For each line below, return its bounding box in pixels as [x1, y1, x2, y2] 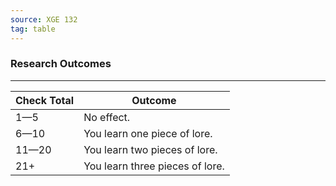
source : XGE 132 [10, 14, 78, 25]
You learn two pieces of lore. [83, 142, 218, 156]
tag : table [10, 24, 56, 34]
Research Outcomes [10, 57, 112, 71]
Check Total [15, 93, 75, 107]
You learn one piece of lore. [83, 126, 213, 140]
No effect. [83, 110, 131, 124]
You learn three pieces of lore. [83, 159, 225, 173]
